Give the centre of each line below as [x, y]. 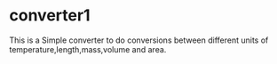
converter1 [50, 16]
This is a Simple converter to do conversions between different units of [139, 40]
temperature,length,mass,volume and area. [88, 49]
